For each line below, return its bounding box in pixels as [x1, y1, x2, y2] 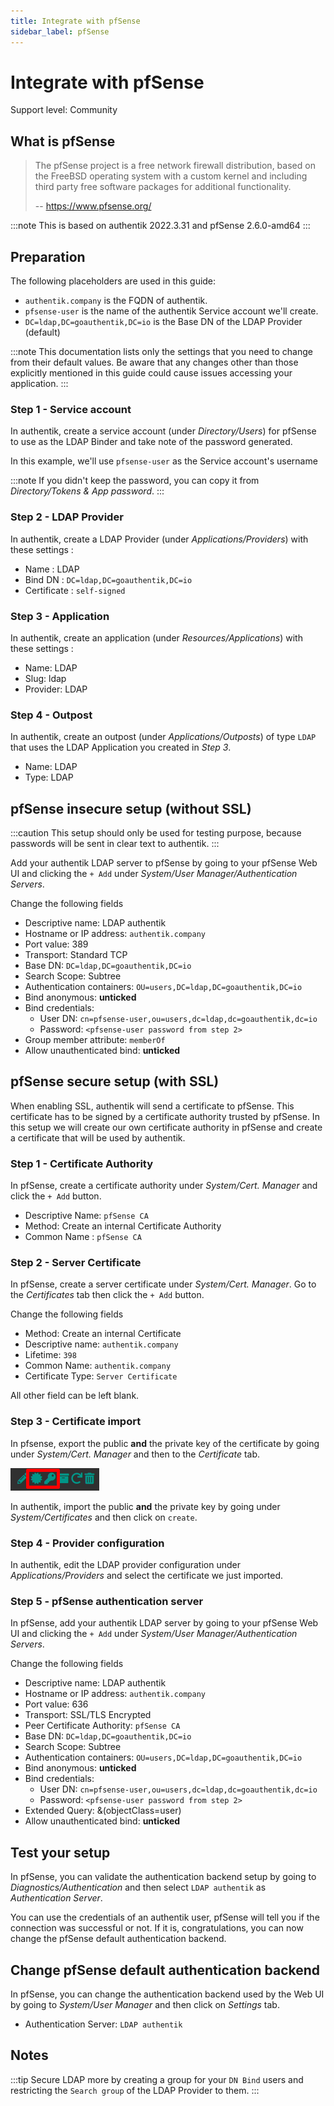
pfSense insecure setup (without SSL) [10, 800, 252, 817]
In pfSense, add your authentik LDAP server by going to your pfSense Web [10, 1617, 319, 1629]
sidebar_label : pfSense [10, 26, 110, 37]
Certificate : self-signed [24, 584, 126, 596]
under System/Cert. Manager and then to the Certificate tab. [10, 1448, 261, 1460]
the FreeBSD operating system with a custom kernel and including [34, 170, 308, 182]
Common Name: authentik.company [24, 1360, 172, 1372]
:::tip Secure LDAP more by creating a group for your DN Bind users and [10, 2073, 304, 2085]
